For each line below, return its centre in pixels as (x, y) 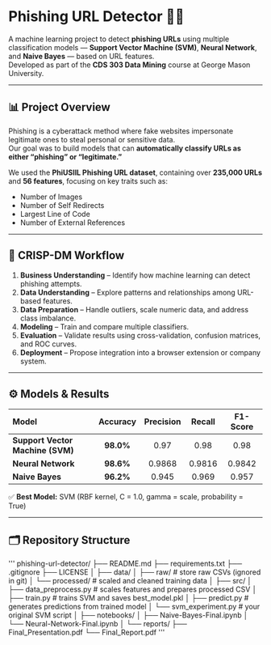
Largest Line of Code (55, 214)
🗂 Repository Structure (69, 540)
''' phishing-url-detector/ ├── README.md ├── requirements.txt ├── (125, 564)
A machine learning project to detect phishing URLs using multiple (119, 39)
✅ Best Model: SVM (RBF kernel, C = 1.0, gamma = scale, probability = (126, 497)
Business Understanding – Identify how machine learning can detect (135, 275)
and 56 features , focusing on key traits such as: (88, 180)
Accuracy (117, 422)
